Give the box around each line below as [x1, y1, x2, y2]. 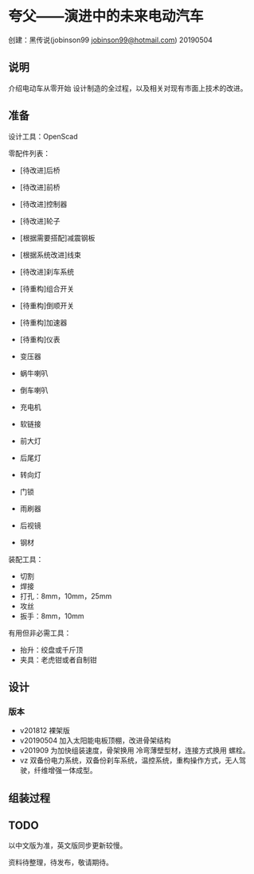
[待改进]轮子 [19, 216, 61, 225]
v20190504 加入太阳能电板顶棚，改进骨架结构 [19, 735, 171, 745]
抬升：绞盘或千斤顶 [19, 645, 84, 654]
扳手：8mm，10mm [19, 611, 85, 621]
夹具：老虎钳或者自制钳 [19, 654, 97, 665]
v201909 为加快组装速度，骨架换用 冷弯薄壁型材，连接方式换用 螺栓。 [19, 746, 250, 755]
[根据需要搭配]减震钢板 [19, 232, 96, 243]
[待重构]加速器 [19, 318, 68, 327]
